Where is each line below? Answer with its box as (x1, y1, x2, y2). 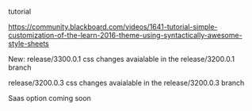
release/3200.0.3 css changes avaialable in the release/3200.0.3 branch (8, 78, 245, 87)
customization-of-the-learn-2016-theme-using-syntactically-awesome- (8, 31, 243, 40)
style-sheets (8, 39, 49, 48)
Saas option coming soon (8, 94, 91, 102)
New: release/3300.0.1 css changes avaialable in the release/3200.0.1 (8, 55, 235, 63)
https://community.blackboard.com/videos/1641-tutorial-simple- (8, 22, 218, 31)
